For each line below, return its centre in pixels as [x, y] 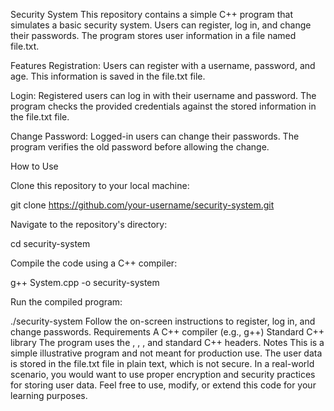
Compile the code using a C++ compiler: [94, 263]
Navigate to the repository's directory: [89, 224]
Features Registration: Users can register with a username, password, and [163, 65]
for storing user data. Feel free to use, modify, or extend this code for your [163, 385]
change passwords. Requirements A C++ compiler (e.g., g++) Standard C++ [167, 332]
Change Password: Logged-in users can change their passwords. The [155, 136]
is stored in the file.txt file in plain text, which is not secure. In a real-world [162, 363]
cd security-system [50, 243]
